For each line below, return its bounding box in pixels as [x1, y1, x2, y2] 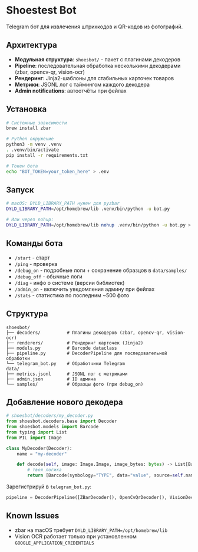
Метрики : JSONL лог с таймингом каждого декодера [14, 81, 150, 88]
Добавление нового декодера [6, 397, 123, 407]
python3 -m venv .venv [6, 142, 62, 147]
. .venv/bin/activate [6, 147, 60, 153]
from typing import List [6, 429, 67, 435]
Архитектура [6, 40, 58, 50]
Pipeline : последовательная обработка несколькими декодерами [14, 62, 181, 69]
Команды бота [6, 238, 63, 248]
